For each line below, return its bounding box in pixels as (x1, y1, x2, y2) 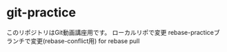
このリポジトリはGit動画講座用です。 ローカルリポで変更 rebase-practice (6, 28, 215, 36)
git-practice (6, 5, 77, 21)
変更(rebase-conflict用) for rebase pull (30, 36, 140, 45)
